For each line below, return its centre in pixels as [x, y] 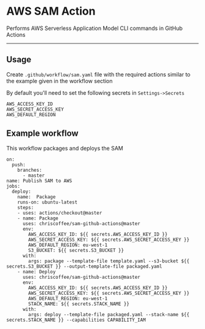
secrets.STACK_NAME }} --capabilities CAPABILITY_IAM [76, 320]
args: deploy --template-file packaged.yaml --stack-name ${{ [109, 314]
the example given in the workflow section [59, 81]
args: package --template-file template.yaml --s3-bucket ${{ [109, 261]
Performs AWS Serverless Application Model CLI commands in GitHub [95, 28]
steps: [26, 207]
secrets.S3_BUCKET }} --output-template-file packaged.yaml [85, 266]
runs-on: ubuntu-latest [48, 202]
